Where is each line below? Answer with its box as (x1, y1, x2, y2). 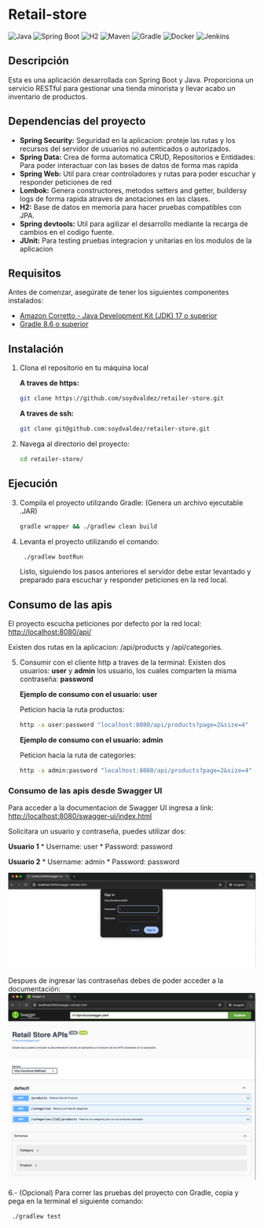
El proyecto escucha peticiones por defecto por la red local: (8, 619, 202, 629)
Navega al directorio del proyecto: (19, 438, 130, 449)
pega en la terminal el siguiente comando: (8, 1196, 144, 1205)
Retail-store (8, 5, 87, 24)
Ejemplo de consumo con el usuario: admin (19, 735, 163, 745)
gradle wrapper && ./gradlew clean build (19, 522, 158, 530)
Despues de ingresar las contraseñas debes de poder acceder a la (8, 976, 224, 985)
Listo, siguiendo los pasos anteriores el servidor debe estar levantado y (19, 567, 251, 577)
